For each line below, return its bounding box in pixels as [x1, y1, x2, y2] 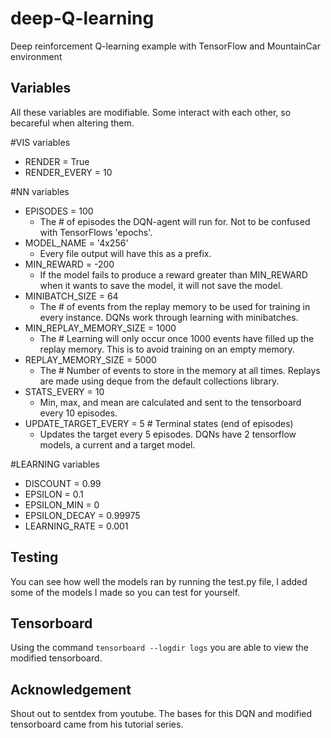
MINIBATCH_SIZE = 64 [24, 290, 119, 302]
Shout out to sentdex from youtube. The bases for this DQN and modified [10, 708, 313, 720]
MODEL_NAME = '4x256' [24, 237, 129, 249]
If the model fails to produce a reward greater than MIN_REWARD [39, 268, 308, 281]
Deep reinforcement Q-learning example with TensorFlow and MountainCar [10, 40, 321, 52]
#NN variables [10, 185, 70, 197]
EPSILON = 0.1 [24, 488, 84, 500]
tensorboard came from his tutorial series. [10, 718, 184, 731]
